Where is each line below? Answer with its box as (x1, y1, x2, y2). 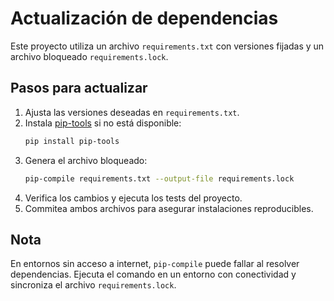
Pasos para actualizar (10, 80, 148, 97)
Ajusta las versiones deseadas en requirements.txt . (24, 106, 240, 118)
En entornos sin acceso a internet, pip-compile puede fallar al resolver (10, 258, 300, 270)
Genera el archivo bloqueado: (24, 154, 148, 166)
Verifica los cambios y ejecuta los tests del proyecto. (24, 192, 243, 204)
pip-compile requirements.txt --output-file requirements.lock (24, 173, 295, 184)
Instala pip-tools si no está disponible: (24, 117, 182, 129)
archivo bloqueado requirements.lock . (10, 50, 169, 62)
